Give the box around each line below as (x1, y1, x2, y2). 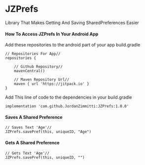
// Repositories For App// (5, 52, 61, 56)
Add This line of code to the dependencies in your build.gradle (5, 94, 132, 100)
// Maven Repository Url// (14, 77, 70, 82)
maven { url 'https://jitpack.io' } (14, 82, 90, 86)
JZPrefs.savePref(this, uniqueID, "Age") (5, 129, 92, 135)
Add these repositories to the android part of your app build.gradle (5, 42, 141, 48)
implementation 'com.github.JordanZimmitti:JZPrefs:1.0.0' (5, 104, 129, 109)
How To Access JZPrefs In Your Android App (5, 31, 99, 37)
